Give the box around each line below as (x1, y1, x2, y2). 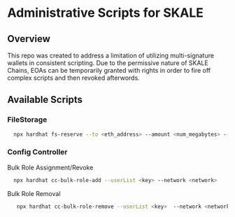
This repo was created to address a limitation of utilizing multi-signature (7, 51, 215, 59)
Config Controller (7, 147, 68, 157)
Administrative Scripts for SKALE (7, 5, 204, 21)
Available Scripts (7, 94, 83, 106)
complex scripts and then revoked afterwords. (7, 73, 140, 82)
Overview (7, 33, 51, 45)
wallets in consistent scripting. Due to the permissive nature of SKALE (7, 59, 208, 67)
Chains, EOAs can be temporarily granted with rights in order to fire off (7, 66, 211, 74)
